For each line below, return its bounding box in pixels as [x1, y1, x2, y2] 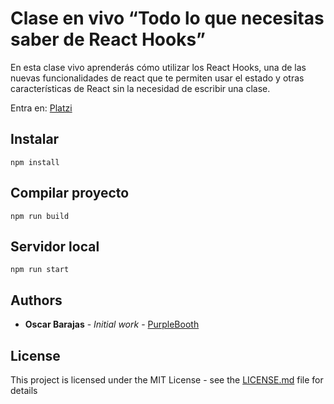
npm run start [10, 265, 70, 275]
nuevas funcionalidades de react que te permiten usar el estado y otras [10, 72, 305, 84]
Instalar [10, 131, 60, 148]
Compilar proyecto [10, 185, 130, 202]
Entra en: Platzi [10, 102, 73, 114]
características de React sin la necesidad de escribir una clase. [10, 82, 271, 94]
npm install [10, 157, 60, 167]
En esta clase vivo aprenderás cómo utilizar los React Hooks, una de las [10, 61, 307, 73]
